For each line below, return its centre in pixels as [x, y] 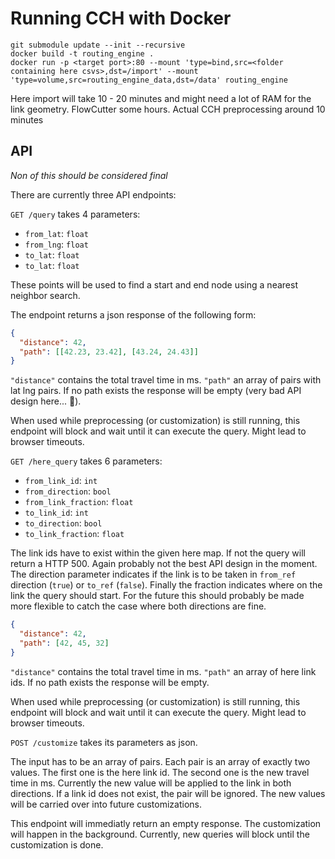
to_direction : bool [63, 523]
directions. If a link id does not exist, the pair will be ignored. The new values [168, 793]
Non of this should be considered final [89, 175]
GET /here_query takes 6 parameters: [86, 461]
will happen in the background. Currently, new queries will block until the [160, 834]
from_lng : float [56, 244]
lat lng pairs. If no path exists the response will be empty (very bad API [156, 391]
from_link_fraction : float [79, 502]
